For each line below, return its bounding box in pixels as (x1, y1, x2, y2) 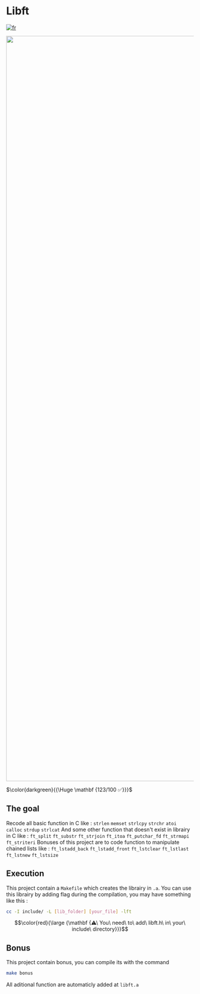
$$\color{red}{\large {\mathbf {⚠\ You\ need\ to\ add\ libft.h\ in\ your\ (14, 919, 186, 927)
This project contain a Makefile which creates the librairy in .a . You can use (6, 884, 192, 891)
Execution (6, 869, 45, 879)
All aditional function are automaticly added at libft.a (6, 981, 139, 988)
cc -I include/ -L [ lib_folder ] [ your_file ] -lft (6, 908, 132, 915)
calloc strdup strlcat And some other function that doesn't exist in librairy (6, 826, 190, 833)
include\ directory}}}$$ (71, 925, 129, 933)
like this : (6, 897, 28, 904)
